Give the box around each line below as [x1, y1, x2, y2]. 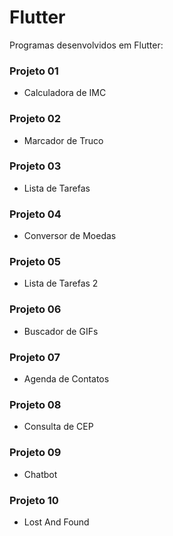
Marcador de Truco [23, 134, 104, 146]
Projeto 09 [9, 446, 62, 460]
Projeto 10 [9, 493, 59, 507]
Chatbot [23, 468, 58, 480]
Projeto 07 [9, 350, 61, 364]
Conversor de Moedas [23, 230, 117, 242]
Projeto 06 [9, 302, 62, 316]
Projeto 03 [9, 159, 62, 173]
